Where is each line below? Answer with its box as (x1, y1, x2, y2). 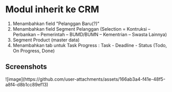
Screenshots (5, 62, 47, 71)
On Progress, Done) (12, 48, 55, 54)
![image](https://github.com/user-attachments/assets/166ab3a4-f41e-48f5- (5, 76, 166, 82)
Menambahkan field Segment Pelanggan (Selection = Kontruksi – (12, 26, 150, 32)
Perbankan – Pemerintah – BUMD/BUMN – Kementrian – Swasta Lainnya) (12, 31, 167, 37)
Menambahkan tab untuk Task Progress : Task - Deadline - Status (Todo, (12, 42, 167, 48)
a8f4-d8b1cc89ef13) (5, 81, 49, 87)
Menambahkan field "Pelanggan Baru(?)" (12, 20, 100, 27)
